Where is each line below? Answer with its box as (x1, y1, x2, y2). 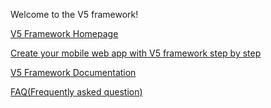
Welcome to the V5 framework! (10, 9, 139, 20)
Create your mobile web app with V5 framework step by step (10, 47, 262, 59)
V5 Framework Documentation (10, 67, 137, 78)
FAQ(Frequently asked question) (10, 86, 143, 98)
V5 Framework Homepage (10, 28, 119, 39)
